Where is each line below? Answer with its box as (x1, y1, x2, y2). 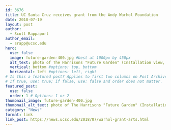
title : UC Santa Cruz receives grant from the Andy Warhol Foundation (5, 12, 158, 17)
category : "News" (5, 107, 42, 113)
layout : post (5, 21, 33, 27)
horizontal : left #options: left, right (10, 70, 97, 75)
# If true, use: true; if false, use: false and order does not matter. (5, 79, 163, 84)
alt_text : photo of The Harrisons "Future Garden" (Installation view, (10, 60, 165, 65)
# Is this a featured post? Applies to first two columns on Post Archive (5, 74, 167, 79)
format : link (5, 112, 33, 118)
